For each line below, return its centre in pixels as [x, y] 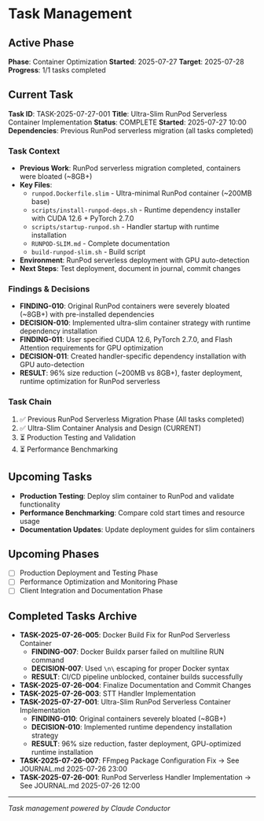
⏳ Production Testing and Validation [77, 437]
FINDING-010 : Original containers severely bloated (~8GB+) [128, 719]
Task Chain [30, 402]
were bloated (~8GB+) [56, 176]
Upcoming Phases [54, 554]
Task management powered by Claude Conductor [89, 808]
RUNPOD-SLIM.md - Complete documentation [101, 243]
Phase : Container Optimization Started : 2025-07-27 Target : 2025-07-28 [126, 61]
